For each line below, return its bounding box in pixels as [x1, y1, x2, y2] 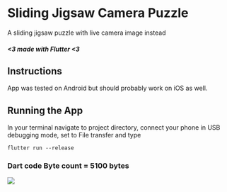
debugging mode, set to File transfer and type [7, 131, 141, 140]
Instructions [7, 65, 62, 77]
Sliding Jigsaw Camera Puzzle [7, 5, 189, 21]
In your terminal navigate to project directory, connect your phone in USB [7, 123, 221, 132]
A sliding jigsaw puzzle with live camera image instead [7, 28, 166, 37]
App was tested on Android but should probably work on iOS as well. [7, 84, 208, 93]
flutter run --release [7, 145, 74, 152]
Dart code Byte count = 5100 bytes [7, 161, 129, 171]
